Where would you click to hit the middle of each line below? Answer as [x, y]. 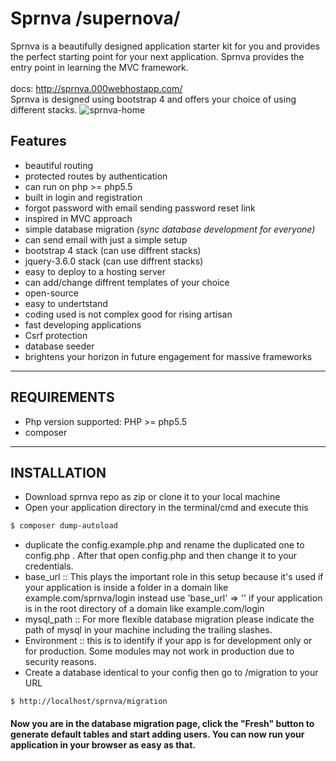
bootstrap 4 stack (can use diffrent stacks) [113, 250]
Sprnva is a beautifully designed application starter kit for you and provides [165, 46]
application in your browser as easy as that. [103, 744]
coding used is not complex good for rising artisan [128, 314]
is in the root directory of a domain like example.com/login [144, 609]
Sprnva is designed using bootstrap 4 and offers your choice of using [153, 99]
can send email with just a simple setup [106, 239]
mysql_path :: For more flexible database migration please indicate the [169, 619]
